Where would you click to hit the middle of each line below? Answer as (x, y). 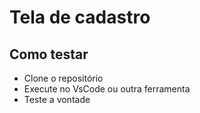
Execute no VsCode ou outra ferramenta (107, 89)
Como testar (49, 54)
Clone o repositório (63, 78)
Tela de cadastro (80, 17)
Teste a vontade (57, 99)
